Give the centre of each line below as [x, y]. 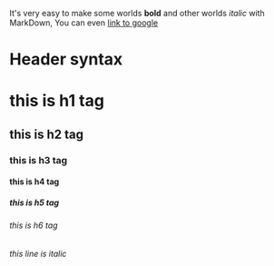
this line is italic [38, 253]
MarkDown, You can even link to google [84, 23]
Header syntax [66, 59]
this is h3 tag [39, 160]
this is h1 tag [57, 101]
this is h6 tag [34, 225]
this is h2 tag [47, 134]
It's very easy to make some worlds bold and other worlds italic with [137, 13]
